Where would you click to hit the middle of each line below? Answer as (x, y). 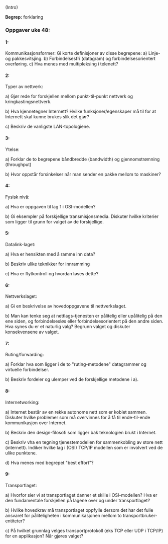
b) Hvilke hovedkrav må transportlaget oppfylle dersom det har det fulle (79, 510)
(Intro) (12, 7)
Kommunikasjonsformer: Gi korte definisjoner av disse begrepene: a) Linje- (83, 53)
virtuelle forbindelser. (27, 370)
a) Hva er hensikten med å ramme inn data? (50, 254)
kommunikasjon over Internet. (36, 423)
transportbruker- (140, 515)
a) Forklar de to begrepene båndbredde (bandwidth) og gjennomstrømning (82, 159)
